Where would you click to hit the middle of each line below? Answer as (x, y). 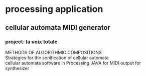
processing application (54, 9)
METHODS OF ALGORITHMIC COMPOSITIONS (53, 52)
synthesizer (17, 68)
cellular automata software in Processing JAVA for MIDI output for (73, 63)
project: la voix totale (31, 42)
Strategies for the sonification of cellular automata (57, 58)
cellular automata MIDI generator (58, 28)
